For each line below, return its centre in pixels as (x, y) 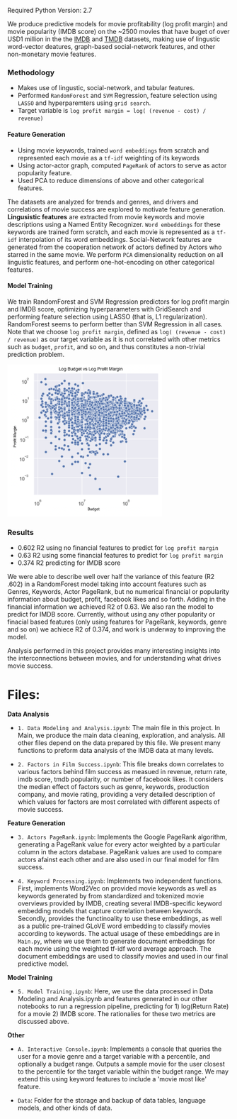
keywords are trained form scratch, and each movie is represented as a (111, 232)
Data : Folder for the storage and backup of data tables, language (112, 1101)
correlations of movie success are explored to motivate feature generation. (116, 209)
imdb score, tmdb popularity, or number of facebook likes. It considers (121, 779)
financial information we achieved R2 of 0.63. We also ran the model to (110, 607)
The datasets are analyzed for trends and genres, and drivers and (103, 202)
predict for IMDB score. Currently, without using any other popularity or (111, 614)
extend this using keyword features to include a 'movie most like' (112, 1079)
